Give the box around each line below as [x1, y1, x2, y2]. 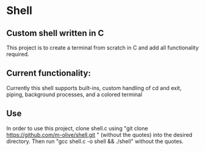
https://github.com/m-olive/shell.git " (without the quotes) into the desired [6, 131, 193, 138]
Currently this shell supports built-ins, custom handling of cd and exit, [6, 84, 182, 91]
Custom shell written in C [6, 28, 104, 38]
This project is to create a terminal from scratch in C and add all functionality [6, 44, 199, 51]
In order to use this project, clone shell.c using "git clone [6, 124, 148, 132]
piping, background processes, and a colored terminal [6, 91, 142, 98]
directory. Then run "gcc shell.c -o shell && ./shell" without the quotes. [6, 138, 184, 145]
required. [6, 51, 29, 58]
